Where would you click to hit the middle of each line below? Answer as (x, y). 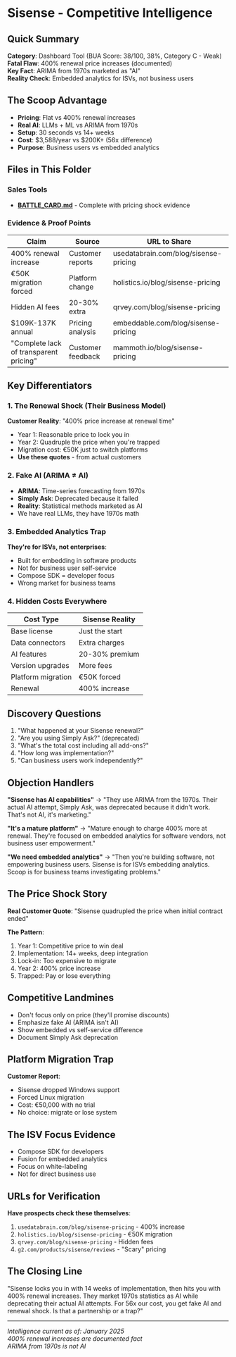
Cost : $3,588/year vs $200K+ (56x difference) (85, 140)
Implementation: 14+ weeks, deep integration (83, 953)
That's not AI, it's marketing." (49, 814)
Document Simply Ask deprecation (68, 1037)
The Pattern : (26, 932)
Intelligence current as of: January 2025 (66, 1331)
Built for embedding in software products (77, 561)
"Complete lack (36, 343)
